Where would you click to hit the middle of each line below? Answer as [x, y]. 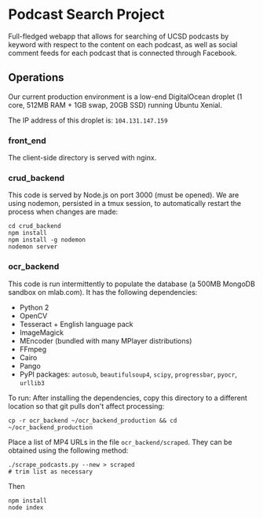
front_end [27, 141]
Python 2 [34, 307]
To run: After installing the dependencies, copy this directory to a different [128, 398]
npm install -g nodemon [47, 240]
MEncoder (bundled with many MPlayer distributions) [106, 340]
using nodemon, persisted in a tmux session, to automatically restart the [125, 204]
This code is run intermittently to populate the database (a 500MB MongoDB [131, 284]
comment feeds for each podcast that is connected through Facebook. [122, 53]
